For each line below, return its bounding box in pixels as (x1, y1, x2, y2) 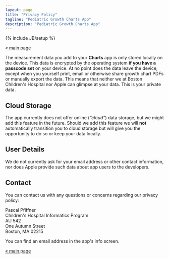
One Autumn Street (5, 223, 45, 229)
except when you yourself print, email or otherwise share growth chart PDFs (5, 71, 164, 77)
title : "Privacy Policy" (5, 12, 58, 17)
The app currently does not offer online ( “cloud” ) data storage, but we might (5, 115, 164, 121)
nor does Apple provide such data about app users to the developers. (5, 164, 150, 170)
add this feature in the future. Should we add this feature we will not (5, 120, 147, 126)
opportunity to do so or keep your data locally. (5, 131, 102, 137)
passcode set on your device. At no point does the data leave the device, (5, 65, 158, 71)
